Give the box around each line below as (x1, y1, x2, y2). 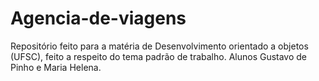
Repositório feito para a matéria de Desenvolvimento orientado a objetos (10, 40, 309, 52)
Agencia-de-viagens (10, 7, 187, 30)
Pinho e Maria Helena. (10, 61, 102, 73)
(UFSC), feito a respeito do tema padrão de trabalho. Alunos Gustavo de (10, 50, 308, 62)
